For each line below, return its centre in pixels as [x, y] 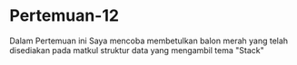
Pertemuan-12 [64, 16]
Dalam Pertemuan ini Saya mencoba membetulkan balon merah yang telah [149, 41]
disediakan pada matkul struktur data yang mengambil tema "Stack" [137, 50]
